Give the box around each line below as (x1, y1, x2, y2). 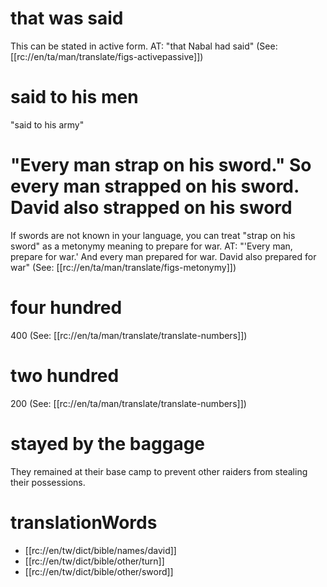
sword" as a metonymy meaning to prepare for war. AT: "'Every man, (10, 240, 293, 252)
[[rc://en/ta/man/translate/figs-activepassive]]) (10, 50, 204, 62)
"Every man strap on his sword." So (10, 154, 312, 177)
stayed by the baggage (10, 432, 206, 455)
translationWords (10, 511, 158, 534)
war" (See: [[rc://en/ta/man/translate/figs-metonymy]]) (10, 261, 237, 273)
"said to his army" (10, 118, 85, 131)
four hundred (10, 297, 123, 319)
